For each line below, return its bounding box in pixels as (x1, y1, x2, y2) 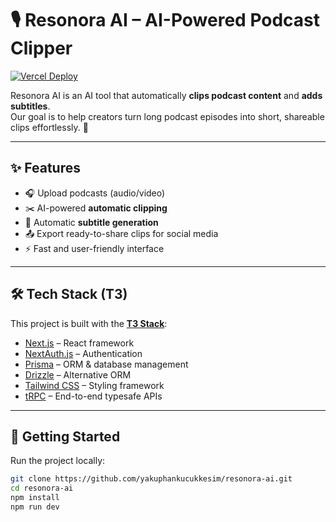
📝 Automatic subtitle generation (24, 216, 159, 228)
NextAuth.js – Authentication (24, 347, 143, 359)
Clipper (10, 37, 73, 60)
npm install (10, 493, 60, 503)
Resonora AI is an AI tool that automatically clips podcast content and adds (10, 89, 323, 101)
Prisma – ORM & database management (24, 358, 189, 370)
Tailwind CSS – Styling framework (24, 379, 165, 391)
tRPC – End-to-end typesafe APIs (24, 390, 163, 402)
